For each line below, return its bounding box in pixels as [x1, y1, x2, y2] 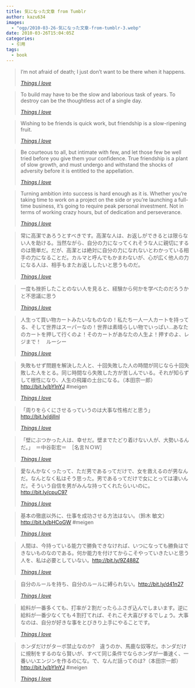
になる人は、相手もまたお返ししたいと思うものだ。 [20, 261, 144, 268]
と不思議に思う [20, 292, 57, 299]
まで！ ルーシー [25, 338, 67, 345]
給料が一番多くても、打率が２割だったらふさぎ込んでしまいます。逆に [20, 604, 189, 611]
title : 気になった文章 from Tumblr [6, 8, 86, 15]
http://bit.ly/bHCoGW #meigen [20, 518, 94, 525]
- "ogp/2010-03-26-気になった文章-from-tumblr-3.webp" [11, 25, 141, 31]
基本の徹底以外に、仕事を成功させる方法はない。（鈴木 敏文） [20, 512, 168, 519]
